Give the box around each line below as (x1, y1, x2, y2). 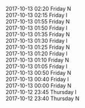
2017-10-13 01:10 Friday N (5, 57, 69, 63)
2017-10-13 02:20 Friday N (5, 5, 71, 12)
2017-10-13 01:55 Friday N (5, 18, 70, 25)
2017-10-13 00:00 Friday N (5, 82, 72, 89)
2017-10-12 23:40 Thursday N (5, 95, 80, 102)
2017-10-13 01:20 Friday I (5, 50, 68, 57)
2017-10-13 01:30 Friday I (5, 37, 68, 44)
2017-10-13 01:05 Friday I (5, 63, 68, 70)
